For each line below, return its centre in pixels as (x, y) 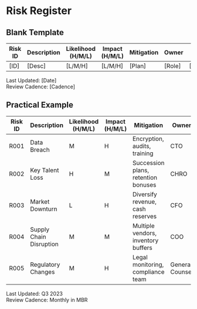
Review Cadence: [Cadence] (40, 87)
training (143, 153)
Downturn (44, 209)
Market (40, 201)
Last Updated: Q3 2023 (35, 293)
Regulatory (45, 265)
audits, (142, 146)
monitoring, (148, 265)
